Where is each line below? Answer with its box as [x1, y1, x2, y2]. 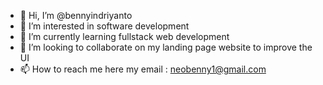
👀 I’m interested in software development [19, 20, 190, 32]
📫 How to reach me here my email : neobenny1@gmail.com [19, 63, 267, 75]
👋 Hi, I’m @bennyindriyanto [19, 10, 133, 21]
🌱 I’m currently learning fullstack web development [19, 31, 230, 42]
